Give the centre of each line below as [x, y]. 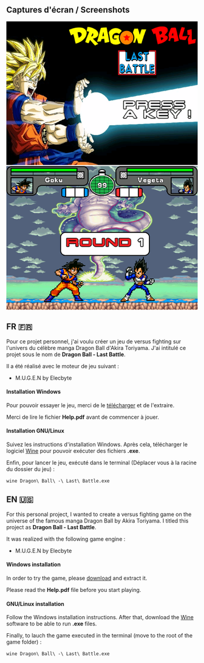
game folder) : [24, 642]
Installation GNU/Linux [36, 431]
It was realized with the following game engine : [66, 539]
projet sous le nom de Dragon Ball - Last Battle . [66, 354]
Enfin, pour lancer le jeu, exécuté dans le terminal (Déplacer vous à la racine [102, 463]
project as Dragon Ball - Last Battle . [51, 527]
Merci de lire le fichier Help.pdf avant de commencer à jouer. [83, 417]
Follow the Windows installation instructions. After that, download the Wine [100, 617]
